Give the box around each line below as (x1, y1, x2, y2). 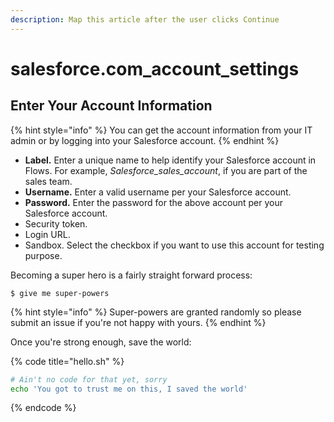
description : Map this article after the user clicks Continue (10, 14, 280, 25)
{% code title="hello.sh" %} (10, 355, 125, 367)
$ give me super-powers (10, 288, 110, 298)
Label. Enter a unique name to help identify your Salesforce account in (24, 154, 317, 166)
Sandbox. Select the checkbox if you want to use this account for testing (24, 239, 325, 251)
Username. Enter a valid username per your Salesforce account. (24, 186, 292, 198)
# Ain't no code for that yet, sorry (10, 374, 168, 385)
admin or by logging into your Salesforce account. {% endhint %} (10, 134, 280, 146)
